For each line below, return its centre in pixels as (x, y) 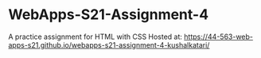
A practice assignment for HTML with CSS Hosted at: (95, 37)
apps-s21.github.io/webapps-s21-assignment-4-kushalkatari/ (109, 44)
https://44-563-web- (218, 37)
